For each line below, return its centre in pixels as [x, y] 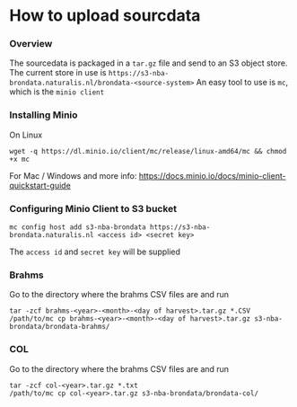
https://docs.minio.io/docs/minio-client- [212, 175]
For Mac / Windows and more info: [73, 175]
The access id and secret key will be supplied [95, 252]
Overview [31, 44]
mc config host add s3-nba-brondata [78, 227]
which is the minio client [57, 92]
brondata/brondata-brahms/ [60, 327]
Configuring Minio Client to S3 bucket [93, 208]
